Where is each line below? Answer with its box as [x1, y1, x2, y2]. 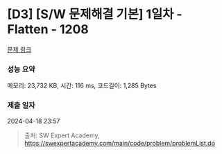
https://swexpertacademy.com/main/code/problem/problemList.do [24, 139, 216, 147]
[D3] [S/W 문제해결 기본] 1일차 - [7, 6, 182, 22]
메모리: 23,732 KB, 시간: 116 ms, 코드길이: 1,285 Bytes [7, 81, 157, 90]
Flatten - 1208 [7, 22, 89, 37]
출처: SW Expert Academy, [24, 131, 100, 139]
